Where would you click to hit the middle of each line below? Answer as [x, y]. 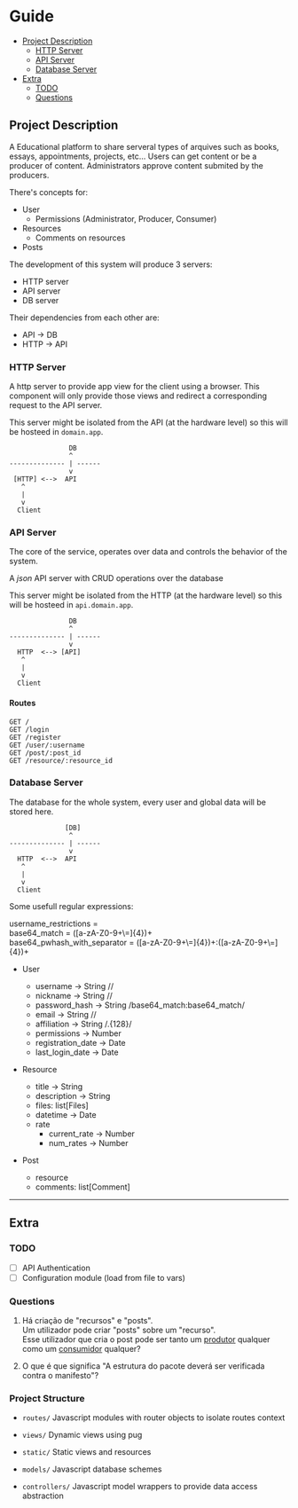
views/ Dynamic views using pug [82, 1435]
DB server [40, 300]
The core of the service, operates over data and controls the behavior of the [149, 552]
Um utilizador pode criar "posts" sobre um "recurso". [119, 1330]
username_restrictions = [54, 923]
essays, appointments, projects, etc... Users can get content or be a [133, 156]
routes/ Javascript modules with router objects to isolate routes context [153, 1418]
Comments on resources [80, 238]
